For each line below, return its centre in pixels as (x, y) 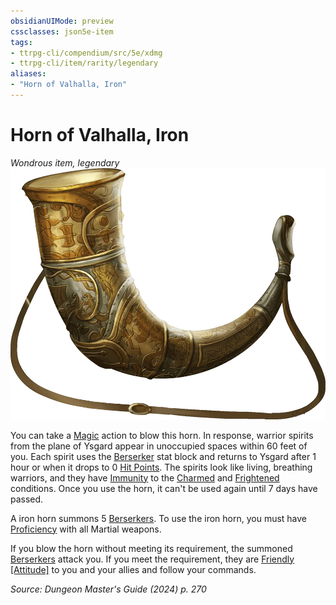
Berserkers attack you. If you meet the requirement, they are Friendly (152, 559)
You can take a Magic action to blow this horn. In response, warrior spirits (162, 435)
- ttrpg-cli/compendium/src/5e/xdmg (86, 53)
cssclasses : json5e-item (62, 31)
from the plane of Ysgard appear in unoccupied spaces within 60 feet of (159, 446)
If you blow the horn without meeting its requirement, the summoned (151, 548)
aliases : (28, 74)
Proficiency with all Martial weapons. (86, 529)
